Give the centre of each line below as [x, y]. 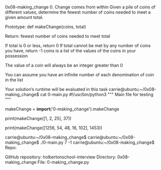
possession [16, 56]
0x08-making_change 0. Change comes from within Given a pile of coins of [80, 7]
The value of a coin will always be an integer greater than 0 [64, 65]
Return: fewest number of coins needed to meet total [58, 36]
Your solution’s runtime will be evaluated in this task [56, 89]
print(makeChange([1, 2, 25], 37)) [38, 118]
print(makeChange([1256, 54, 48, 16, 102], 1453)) [54, 128]
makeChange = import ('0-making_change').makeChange [62, 109]
